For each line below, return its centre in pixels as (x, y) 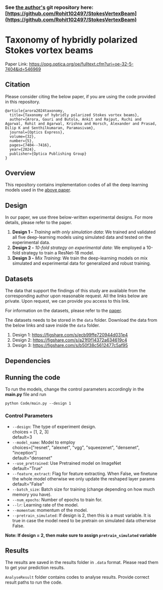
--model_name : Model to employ (43, 442)
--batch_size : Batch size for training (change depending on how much (83, 489)
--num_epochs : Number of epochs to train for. (57, 500)
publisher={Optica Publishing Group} (48, 154)
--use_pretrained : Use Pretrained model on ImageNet (67, 463)
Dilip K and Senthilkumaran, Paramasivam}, (50, 128)
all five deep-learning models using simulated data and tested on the (81, 237)
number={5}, (22, 141)
